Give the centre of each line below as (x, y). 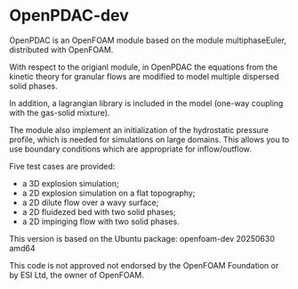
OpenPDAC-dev (69, 16)
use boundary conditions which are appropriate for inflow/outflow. (130, 149)
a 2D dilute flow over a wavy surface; (90, 202)
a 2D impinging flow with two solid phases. (101, 221)
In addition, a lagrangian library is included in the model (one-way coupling (146, 103)
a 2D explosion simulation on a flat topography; (109, 193)
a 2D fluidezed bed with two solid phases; (99, 211)
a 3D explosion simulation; (70, 183)
